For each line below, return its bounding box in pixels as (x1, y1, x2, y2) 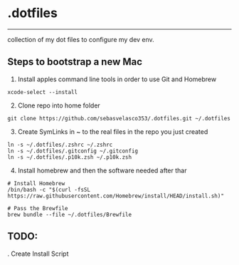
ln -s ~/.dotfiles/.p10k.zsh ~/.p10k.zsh (7, 153, 132, 161)
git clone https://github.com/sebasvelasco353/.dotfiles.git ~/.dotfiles (7, 115, 231, 122)
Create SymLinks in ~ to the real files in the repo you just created (17, 127, 208, 136)
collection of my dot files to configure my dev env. (7, 35, 154, 43)
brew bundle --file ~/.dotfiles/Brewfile (7, 211, 132, 218)
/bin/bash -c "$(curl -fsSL (7, 186, 91, 193)
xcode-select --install (7, 88, 78, 95)
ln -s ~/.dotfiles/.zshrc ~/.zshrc (7, 141, 113, 148)
